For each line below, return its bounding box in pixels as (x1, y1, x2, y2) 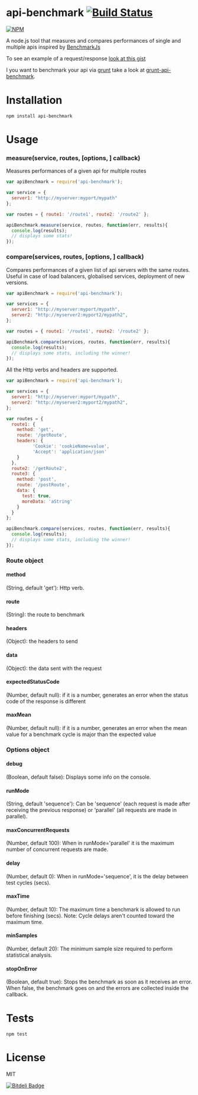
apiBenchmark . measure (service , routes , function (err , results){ (6, 222, 168, 228)
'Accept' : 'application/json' (32, 449, 108, 455)
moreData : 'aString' (21, 499, 73, 504)
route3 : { (11, 471, 35, 477)
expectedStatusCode (6, 678, 60, 685)
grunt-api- (145, 66, 171, 74)
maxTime (6, 893, 30, 900)
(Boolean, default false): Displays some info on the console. (6, 773, 151, 780)
